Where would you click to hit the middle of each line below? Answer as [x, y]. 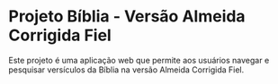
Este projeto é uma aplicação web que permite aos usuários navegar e [139, 60]
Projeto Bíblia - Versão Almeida [127, 17]
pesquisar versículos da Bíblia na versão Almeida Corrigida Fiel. [126, 70]
